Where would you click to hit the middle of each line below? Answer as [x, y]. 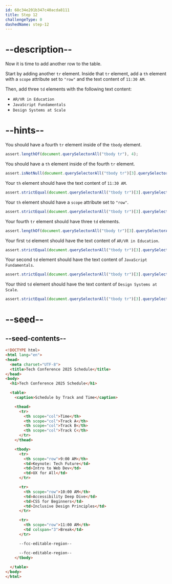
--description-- [39, 50]
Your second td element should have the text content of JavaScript [76, 259]
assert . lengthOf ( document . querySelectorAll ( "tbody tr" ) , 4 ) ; [72, 154]
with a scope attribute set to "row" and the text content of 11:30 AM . [76, 79]
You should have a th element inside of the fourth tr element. [70, 164]
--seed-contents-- [36, 338]
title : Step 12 [21, 15]
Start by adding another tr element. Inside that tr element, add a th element [86, 74]
